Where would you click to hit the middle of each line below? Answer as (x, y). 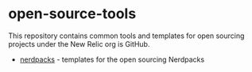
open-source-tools (72, 14)
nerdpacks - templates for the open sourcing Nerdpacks (112, 59)
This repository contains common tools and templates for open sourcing (126, 36)
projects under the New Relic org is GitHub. (79, 44)
